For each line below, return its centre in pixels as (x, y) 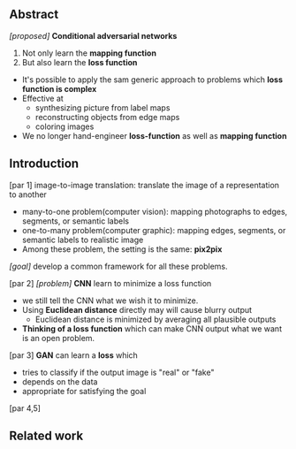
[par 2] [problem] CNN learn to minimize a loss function (110, 283)
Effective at (42, 98)
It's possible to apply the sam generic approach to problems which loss (152, 80)
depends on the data (60, 381)
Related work (46, 436)
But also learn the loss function (80, 62)
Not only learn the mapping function (89, 53)
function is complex (59, 88)
